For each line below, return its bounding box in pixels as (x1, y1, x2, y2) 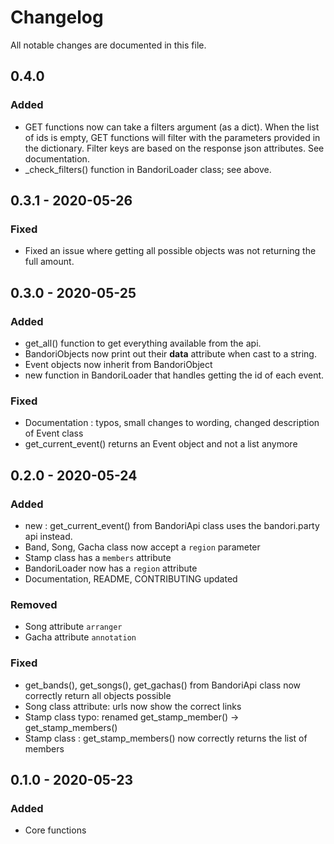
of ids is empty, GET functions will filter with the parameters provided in (24, 131, 321, 143)
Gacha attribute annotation (24, 631, 137, 643)
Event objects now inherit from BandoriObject (24, 359, 213, 370)
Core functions (24, 824, 87, 836)
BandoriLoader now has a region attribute (24, 562, 198, 574)
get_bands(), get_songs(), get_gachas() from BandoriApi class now (24, 679, 302, 691)
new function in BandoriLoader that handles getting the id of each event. (24, 369, 325, 381)
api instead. (24, 530, 73, 542)
